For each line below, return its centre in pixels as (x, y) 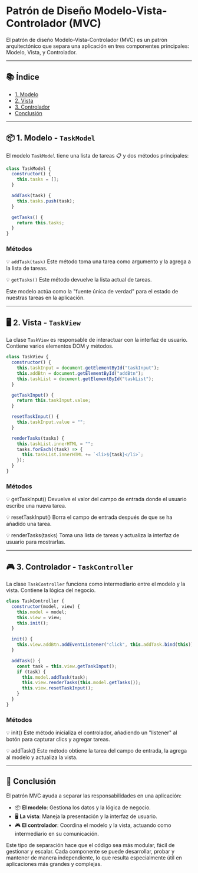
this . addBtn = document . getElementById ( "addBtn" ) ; (80, 373)
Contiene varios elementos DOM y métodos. (60, 346)
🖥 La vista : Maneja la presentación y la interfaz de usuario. (86, 816)
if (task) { (31, 672)
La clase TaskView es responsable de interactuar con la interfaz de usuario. (97, 340)
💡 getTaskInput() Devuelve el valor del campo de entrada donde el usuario (96, 499)
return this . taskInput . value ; (54, 400)
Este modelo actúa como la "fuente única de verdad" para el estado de (92, 292)
